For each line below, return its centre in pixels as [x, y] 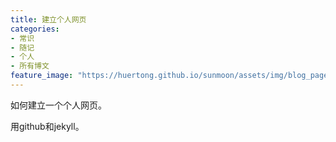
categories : [35, 29]
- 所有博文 [30, 66]
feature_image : [42, 76]
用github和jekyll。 [47, 126]
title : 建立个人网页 [48, 19]
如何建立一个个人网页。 [58, 105]
